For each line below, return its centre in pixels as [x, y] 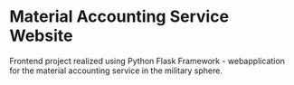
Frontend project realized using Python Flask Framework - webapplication [147, 61]
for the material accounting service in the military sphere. [116, 71]
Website [41, 36]
